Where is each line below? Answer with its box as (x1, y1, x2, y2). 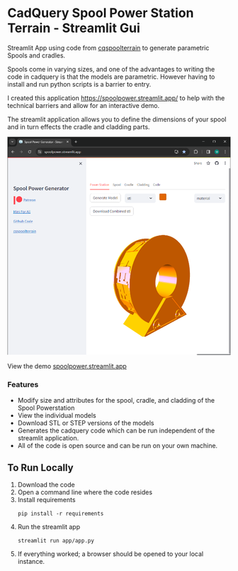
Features (7, 380, 39, 390)
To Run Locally (7, 462, 74, 474)
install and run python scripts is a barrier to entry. (7, 80, 152, 88)
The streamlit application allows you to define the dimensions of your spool (7, 115, 227, 124)
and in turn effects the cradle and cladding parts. (7, 122, 150, 131)
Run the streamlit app (17, 523, 80, 531)
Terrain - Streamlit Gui (7, 20, 140, 36)
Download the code (17, 481, 76, 489)
